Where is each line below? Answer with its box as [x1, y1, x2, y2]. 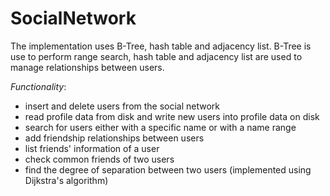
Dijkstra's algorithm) [24, 174, 109, 186]
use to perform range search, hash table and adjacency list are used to [10, 50, 303, 62]
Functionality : [10, 80, 67, 92]
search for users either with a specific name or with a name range [24, 121, 297, 133]
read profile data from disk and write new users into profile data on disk [24, 110, 320, 122]
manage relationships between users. [10, 61, 165, 73]
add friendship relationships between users [24, 132, 205, 144]
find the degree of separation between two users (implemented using [24, 163, 312, 176]
